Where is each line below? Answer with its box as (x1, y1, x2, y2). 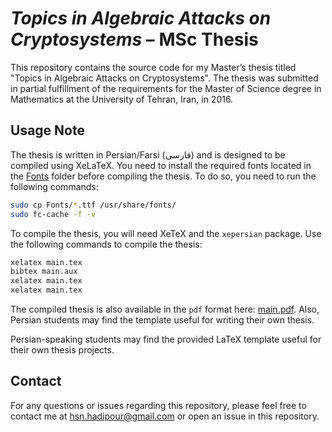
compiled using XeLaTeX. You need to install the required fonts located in (10, 159, 312, 171)
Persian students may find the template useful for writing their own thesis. (10, 314, 315, 326)
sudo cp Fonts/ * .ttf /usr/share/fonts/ (10, 200, 177, 210)
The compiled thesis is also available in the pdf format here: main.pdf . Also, (10, 303, 320, 315)
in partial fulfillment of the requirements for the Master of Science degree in (10, 82, 322, 94)
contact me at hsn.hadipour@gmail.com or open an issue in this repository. (10, 410, 320, 422)
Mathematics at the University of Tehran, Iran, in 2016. (10, 93, 234, 105)
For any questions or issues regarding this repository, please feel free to (10, 399, 307, 411)
